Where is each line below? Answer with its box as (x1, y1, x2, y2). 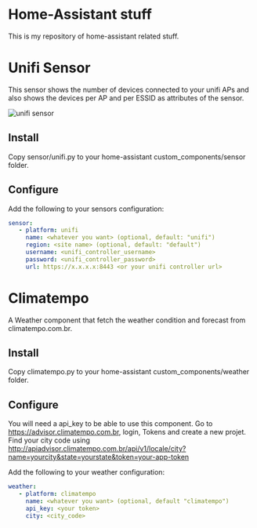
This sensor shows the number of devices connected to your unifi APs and (8, 85, 249, 94)
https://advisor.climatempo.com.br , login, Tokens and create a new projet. (8, 428, 247, 437)
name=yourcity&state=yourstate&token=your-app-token (8, 453, 190, 462)
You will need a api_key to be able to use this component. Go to (8, 419, 213, 428)
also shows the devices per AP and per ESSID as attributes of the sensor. (8, 93, 244, 103)
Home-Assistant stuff (8, 5, 153, 24)
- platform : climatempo (18, 490, 96, 498)
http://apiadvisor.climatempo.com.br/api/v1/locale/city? (8, 444, 186, 453)
